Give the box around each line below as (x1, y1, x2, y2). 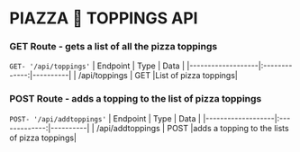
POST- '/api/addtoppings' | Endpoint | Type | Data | (9, 112, 201, 124)
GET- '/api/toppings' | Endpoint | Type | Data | (9, 60, 186, 71)
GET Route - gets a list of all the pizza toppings (9, 40, 218, 53)
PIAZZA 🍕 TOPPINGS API (9, 8, 198, 29)
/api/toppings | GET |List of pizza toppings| (77, 70, 239, 81)
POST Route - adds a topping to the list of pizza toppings (9, 93, 262, 105)
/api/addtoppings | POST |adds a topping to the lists (95, 122, 290, 133)
